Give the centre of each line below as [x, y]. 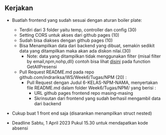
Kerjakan [19, 8]
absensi [20, 128]
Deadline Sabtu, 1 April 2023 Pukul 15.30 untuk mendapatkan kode [80, 123]
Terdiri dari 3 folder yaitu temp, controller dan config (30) [78, 30]
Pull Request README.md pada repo [57, 72]
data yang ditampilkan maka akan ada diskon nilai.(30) [75, 51]
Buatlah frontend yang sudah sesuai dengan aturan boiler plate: [77, 20]
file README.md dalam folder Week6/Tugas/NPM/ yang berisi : [91, 88]
